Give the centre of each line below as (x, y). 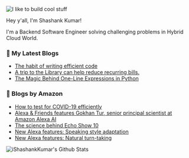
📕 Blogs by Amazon (35, 94)
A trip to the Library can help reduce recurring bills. (77, 72)
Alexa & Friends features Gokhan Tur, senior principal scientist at (93, 113)
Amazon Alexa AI (35, 119)
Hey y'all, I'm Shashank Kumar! (44, 20)
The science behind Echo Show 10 (57, 125)
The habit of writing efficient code (56, 66)
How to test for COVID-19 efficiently (58, 106)
